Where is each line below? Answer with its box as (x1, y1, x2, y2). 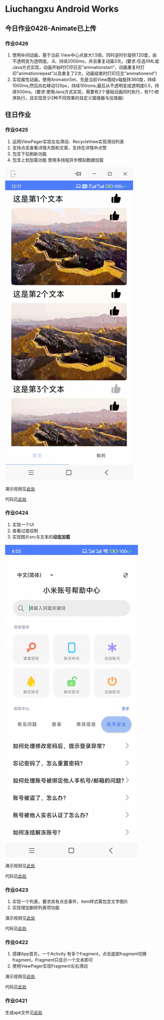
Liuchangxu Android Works (5, 3, 119, 15)
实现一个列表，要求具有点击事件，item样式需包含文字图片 (12, 899, 129, 904)
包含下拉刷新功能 (12, 151, 47, 157)
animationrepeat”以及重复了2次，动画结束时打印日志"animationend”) (18, 70, 158, 76)
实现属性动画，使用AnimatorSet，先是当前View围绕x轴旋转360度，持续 (12, 76, 157, 82)
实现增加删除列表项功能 (12, 904, 60, 911)
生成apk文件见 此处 (5, 1009, 43, 1015)
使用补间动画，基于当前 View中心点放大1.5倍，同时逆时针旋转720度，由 (12, 52, 157, 58)
